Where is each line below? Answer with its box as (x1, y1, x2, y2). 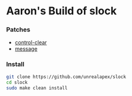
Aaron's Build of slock (6, 4, 117, 18)
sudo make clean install (6, 85, 68, 91)
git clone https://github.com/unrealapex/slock (6, 73, 127, 80)
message (14, 45, 37, 52)
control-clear (14, 39, 48, 46)
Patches (6, 26, 31, 34)
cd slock (6, 79, 28, 85)
